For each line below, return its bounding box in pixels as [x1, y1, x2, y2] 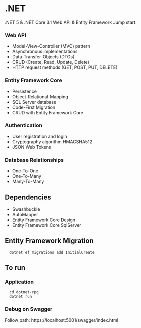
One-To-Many [12, 173, 41, 179]
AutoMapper [12, 211, 38, 217]
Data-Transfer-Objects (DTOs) [12, 54, 75, 60]
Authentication [5, 122, 42, 129]
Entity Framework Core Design [12, 217, 76, 223]
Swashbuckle [12, 206, 40, 212]
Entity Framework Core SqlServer [12, 222, 81, 228]
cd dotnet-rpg [9, 290, 39, 295]
